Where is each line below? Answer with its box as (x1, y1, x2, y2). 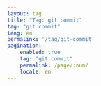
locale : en (20, 68, 52, 75)
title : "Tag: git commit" (7, 17, 82, 24)
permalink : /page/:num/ (20, 62, 89, 69)
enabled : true (20, 49, 61, 56)
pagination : (7, 42, 42, 49)
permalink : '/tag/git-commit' (7, 36, 95, 43)
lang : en (7, 29, 33, 37)
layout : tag (7, 10, 42, 17)
